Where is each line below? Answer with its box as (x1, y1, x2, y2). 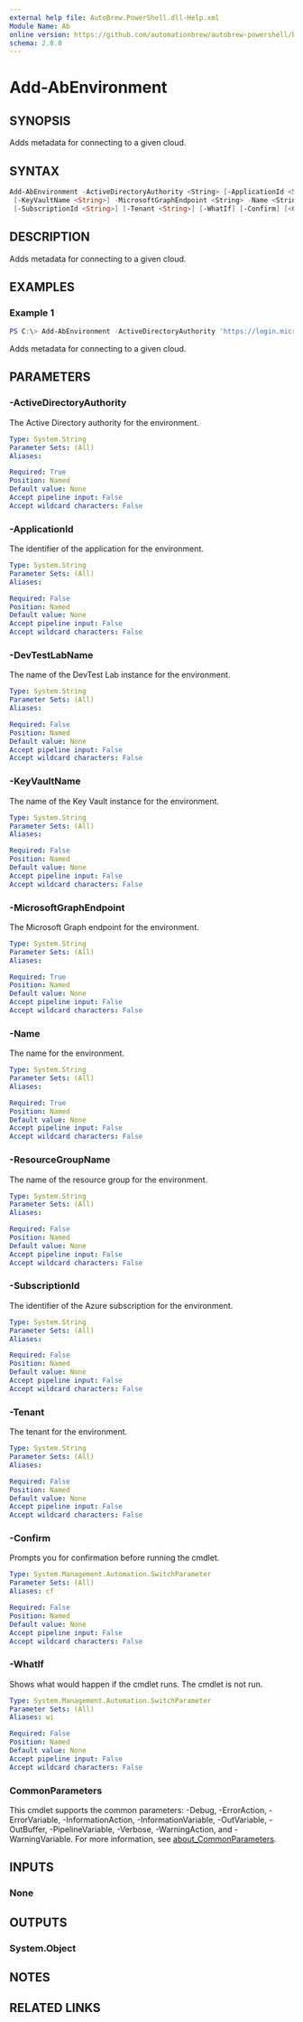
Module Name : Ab (9, 22, 70, 31)
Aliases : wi (9, 1713, 54, 1722)
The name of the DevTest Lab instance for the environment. (9, 670, 231, 681)
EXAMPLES (9, 279, 75, 295)
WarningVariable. (9, 1834, 74, 1845)
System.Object (9, 1942, 77, 1954)
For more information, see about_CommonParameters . (75, 1834, 277, 1845)
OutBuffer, (9, 1824, 48, 1835)
